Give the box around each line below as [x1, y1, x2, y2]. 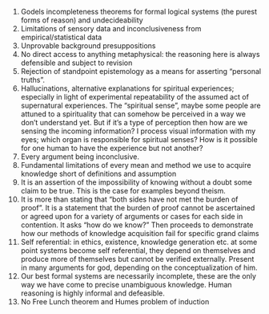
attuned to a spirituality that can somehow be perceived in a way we [20, 109, 247, 119]
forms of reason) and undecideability [20, 15, 143, 25]
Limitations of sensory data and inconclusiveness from [20, 24, 202, 33]
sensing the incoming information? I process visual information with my [20, 126, 256, 136]
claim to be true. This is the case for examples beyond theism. [20, 186, 227, 195]
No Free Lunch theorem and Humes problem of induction [20, 297, 210, 306]
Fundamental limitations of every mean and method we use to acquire [20, 161, 251, 169]
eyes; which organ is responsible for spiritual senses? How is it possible [20, 135, 259, 144]
